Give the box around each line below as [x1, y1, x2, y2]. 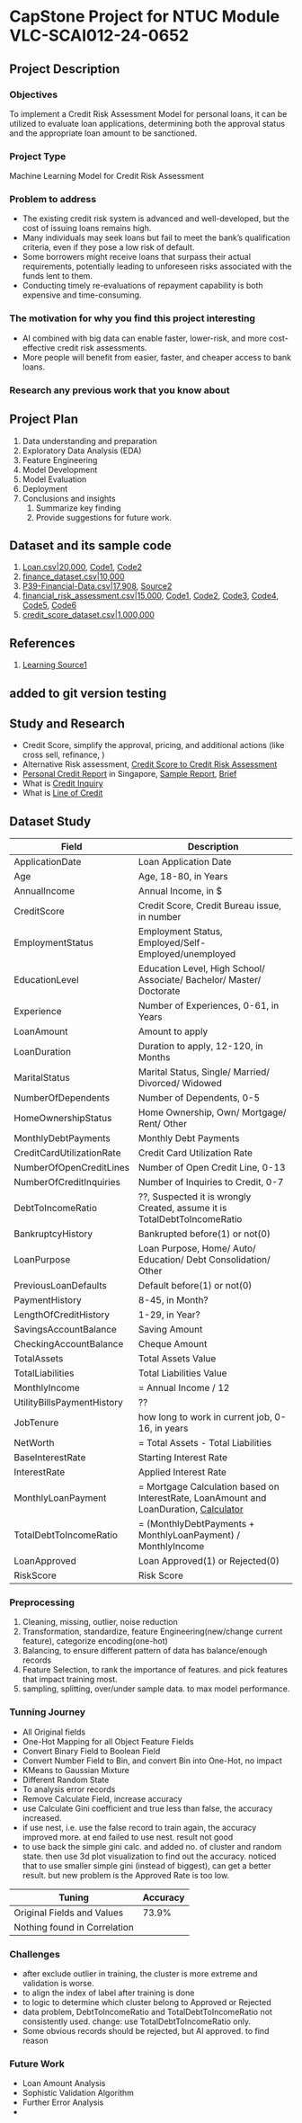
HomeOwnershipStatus [13, 1112, 112, 1125]
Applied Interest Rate [138, 1466, 227, 1478]
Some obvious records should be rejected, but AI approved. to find [22, 2026, 270, 2037]
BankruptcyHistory [13, 1227, 93, 1240]
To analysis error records [22, 1783, 116, 1795]
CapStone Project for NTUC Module [9, 6, 280, 27]
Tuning [58, 1891, 90, 1904]
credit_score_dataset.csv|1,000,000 [22, 610, 155, 620]
